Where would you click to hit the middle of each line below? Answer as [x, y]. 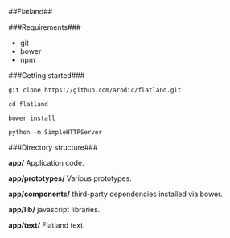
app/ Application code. [46, 163]
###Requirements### [45, 27]
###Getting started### [47, 75]
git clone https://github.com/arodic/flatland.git [95, 90]
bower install [32, 118]
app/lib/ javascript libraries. [54, 209]
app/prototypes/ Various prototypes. [70, 178]
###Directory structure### [53, 147]
